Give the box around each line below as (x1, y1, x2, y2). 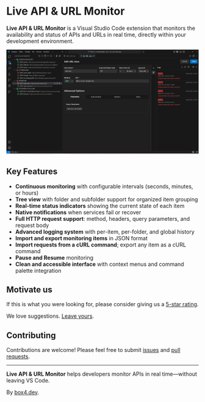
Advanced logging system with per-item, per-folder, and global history (15, 228, 195, 235)
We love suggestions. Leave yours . (6, 312, 95, 320)
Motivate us (6, 285, 53, 295)
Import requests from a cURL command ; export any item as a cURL (15, 241, 186, 248)
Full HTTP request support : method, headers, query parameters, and (15, 215, 190, 222)
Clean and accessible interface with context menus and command (15, 260, 184, 268)
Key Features (6, 167, 58, 177)
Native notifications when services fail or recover (15, 209, 142, 216)
